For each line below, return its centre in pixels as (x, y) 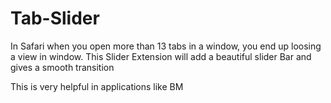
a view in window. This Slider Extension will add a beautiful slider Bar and (161, 56)
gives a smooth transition (62, 67)
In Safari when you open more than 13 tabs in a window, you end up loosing (166, 46)
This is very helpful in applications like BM (97, 86)
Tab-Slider (55, 18)
